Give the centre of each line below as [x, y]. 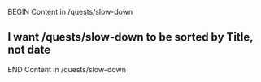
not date [29, 50]
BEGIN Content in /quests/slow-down [70, 12]
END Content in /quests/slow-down [67, 69]
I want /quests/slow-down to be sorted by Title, [130, 37]
